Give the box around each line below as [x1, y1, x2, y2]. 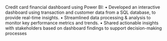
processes [5, 31, 27, 36]
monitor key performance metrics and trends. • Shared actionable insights [5, 20, 159, 26]
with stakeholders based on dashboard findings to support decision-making [5, 25, 162, 31]
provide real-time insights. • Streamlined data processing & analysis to [5, 15, 151, 20]
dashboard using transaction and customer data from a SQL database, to [5, 9, 156, 15]
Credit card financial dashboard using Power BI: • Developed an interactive [5, 4, 160, 10]
